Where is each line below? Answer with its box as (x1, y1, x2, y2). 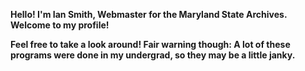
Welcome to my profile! (10, 19, 110, 31)
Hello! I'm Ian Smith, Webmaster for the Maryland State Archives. (10, 9, 288, 20)
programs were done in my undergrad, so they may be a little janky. (10, 49, 296, 61)
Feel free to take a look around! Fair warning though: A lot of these (10, 39, 291, 50)
